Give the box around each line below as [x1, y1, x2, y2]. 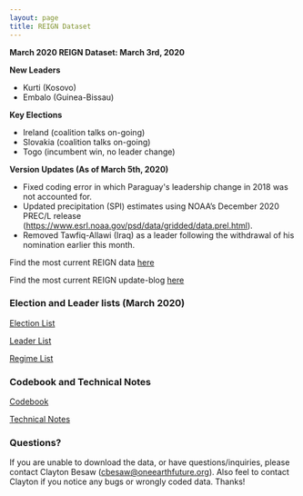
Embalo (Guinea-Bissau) [22, 92, 115, 103]
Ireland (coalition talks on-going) [22, 126, 146, 137]
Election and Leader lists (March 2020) [9, 297, 186, 310]
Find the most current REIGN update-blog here [9, 274, 185, 285]
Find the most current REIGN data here [9, 256, 155, 268]
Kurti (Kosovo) [22, 82, 77, 93]
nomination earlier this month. [22, 239, 136, 250]
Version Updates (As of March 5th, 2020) [9, 164, 169, 174]
